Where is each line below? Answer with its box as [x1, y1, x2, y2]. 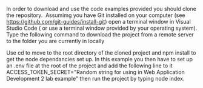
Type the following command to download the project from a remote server [6, 31, 194, 38]
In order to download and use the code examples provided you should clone [6, 5, 197, 12]
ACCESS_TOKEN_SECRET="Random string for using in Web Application [6, 69, 185, 75]
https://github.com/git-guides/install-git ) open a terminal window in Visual [6, 18, 191, 25]
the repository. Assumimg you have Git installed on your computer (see [6, 12, 185, 19]
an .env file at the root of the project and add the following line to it [6, 62, 173, 69]
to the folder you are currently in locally [6, 38, 105, 44]
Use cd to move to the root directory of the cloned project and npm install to [6, 49, 196, 56]
